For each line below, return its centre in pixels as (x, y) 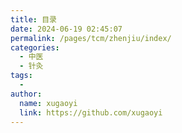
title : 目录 (33, 19)
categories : (35, 47)
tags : (21, 76)
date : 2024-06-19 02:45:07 (66, 29)
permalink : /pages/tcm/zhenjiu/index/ (91, 38)
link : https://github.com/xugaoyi (91, 112)
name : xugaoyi (48, 103)
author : (26, 94)
